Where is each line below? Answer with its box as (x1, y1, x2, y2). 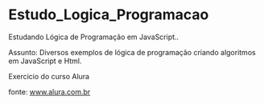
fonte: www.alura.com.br (8, 86, 91, 97)
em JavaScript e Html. (8, 56, 82, 66)
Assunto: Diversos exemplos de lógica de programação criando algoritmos (8, 47, 256, 57)
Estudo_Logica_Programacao (8, 6, 209, 24)
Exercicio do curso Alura (8, 71, 90, 81)
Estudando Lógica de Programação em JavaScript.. (8, 32, 179, 42)
